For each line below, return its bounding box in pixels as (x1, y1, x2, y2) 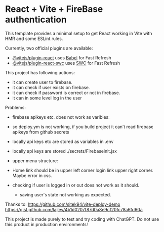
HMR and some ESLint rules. (5, 36, 63, 42)
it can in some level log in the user (12, 95, 82, 101)
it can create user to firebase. (12, 79, 73, 85)
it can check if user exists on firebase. (12, 84, 90, 90)
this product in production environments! (5, 221, 88, 227)
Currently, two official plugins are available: (5, 45, 93, 51)
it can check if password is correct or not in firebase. (12, 90, 120, 95)
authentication (5, 14, 67, 25)
